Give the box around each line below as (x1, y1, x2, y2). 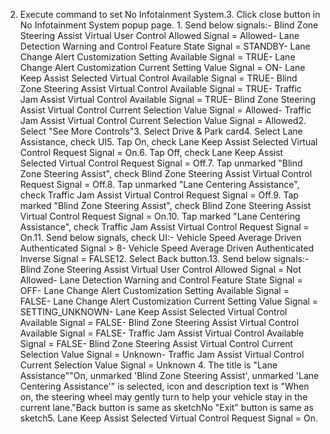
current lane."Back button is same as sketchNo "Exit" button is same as (19, 402, 314, 413)
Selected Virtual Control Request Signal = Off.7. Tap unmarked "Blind (19, 157, 303, 169)
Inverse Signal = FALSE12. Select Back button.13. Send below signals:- (19, 253, 310, 264)
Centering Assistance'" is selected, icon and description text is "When (19, 380, 310, 392)
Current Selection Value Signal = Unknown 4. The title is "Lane (19, 359, 278, 371)
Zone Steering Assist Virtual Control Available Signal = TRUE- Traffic (19, 83, 302, 94)
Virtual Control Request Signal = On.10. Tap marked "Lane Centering (19, 210, 301, 222)
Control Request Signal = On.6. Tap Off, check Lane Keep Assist (19, 147, 284, 158)
